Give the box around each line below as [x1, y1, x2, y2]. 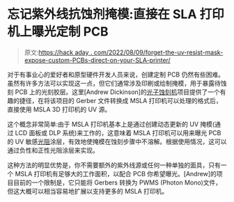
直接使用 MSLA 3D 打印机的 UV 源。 [7, 105, 111, 114]
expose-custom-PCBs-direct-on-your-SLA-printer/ [24, 56, 171, 64]
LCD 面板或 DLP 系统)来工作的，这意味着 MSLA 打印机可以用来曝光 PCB [15, 128, 221, 137]
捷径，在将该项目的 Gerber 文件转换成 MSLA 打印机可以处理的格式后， [19, 96, 223, 104]
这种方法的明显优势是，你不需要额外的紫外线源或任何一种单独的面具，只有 [7, 161, 221, 169]
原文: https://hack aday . [24, 48, 93, 56]
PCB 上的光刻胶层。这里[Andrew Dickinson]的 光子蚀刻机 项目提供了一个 [15, 88, 221, 96]
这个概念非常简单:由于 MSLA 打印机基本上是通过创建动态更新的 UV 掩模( [7, 120, 215, 128]
